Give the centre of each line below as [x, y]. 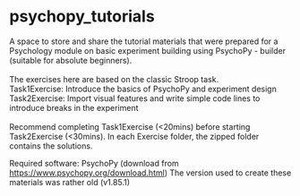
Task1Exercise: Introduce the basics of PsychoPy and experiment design [143, 89]
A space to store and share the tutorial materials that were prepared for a [144, 41]
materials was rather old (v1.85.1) [70, 182]
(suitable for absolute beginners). [71, 60]
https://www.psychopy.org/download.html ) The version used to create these [150, 173]
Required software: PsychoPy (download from [94, 163]
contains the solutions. [51, 146]
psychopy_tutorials [82, 17]
